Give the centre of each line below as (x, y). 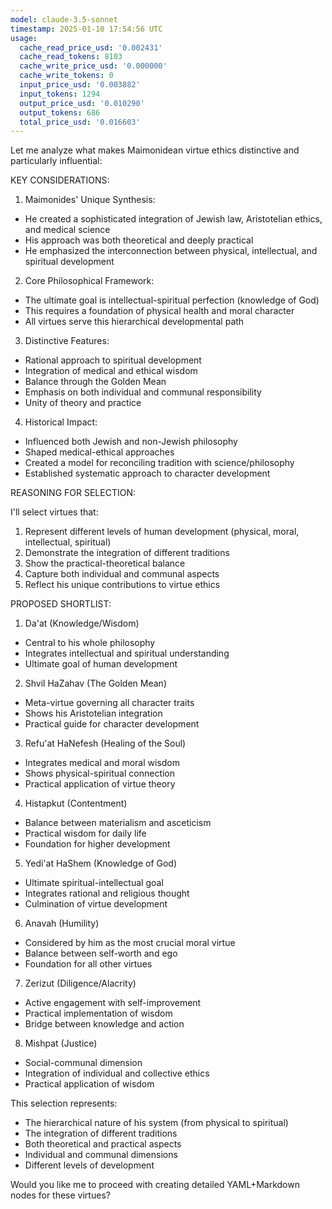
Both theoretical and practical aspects (103, 1144)
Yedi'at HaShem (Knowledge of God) (101, 863)
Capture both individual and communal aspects (122, 574)
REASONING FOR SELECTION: (73, 493)
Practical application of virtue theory (100, 784)
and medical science (67, 230)
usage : (24, 38)
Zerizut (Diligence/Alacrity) (80, 983)
